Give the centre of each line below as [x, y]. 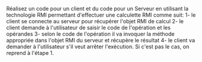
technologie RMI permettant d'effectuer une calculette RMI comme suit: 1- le [101, 15]
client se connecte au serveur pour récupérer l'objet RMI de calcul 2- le [95, 21]
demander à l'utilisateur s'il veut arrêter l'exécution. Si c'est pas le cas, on [98, 46]
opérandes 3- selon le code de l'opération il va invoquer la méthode [90, 34]
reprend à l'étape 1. [30, 53]
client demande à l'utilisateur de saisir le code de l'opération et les [88, 27]
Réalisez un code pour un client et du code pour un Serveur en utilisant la [97, 9]
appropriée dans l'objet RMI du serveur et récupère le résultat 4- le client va [101, 40]
